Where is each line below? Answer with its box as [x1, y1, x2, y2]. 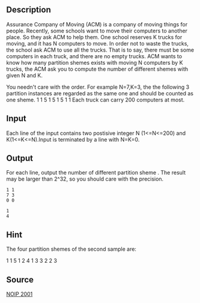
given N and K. [6, 71, 43, 79]
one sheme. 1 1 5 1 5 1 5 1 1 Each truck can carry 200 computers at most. [6, 96, 185, 103]
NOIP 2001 [6, 290, 33, 298]
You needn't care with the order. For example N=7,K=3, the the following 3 [6, 83, 190, 91]
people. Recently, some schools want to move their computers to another [6, 27, 188, 34]
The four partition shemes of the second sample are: [6, 245, 137, 253]
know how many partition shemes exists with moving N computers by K [6, 59, 183, 66]
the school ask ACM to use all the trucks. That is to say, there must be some [6, 46, 194, 53]
